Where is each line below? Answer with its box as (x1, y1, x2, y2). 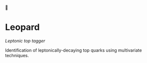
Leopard (5, 22, 40, 33)
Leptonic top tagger (5, 38, 45, 43)
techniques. (5, 52, 29, 58)
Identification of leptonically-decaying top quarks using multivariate (5, 47, 142, 53)
